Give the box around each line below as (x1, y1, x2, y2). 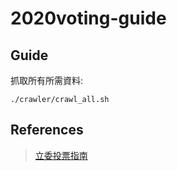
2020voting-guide (10, 7, 167, 30)
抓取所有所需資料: (10, 75, 84, 86)
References (10, 122, 84, 139)
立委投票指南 (34, 149, 88, 161)
